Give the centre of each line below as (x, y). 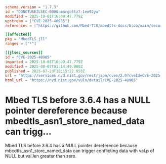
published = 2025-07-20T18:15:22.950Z (45, 71)
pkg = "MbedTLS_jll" (26, 39)
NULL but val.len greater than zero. (41, 156)
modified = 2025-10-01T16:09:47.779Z (44, 16)
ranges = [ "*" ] (21, 44)
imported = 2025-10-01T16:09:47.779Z (44, 62)
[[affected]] (19, 35)
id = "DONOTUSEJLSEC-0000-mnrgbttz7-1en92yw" (53, 12)
